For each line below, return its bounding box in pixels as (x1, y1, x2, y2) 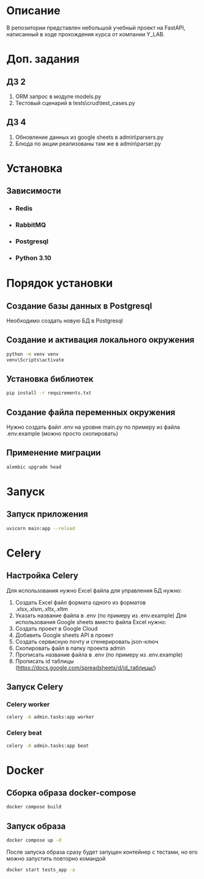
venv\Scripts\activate (6, 357, 64, 363)
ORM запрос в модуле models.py (15, 93, 102, 100)
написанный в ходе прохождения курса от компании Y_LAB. (6, 30, 165, 37)
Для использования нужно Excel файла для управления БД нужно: (6, 587, 182, 594)
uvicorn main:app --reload (6, 525, 75, 531)
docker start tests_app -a (6, 867, 75, 873)
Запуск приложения (6, 509, 88, 520)
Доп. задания (6, 52, 80, 66)
